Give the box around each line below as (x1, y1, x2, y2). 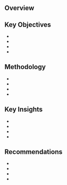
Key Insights (4, 105, 43, 114)
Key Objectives (4, 20, 51, 29)
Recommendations (4, 148, 63, 156)
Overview (4, 4, 35, 12)
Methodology (4, 63, 46, 71)
